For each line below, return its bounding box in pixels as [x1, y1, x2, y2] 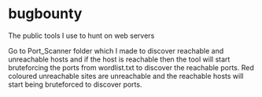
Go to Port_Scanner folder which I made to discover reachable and [8, 46, 224, 55]
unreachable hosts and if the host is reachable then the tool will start [8, 54, 231, 64]
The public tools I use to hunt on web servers [8, 31, 155, 40]
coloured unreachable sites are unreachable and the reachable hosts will [8, 71, 244, 80]
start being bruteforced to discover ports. [8, 80, 142, 89]
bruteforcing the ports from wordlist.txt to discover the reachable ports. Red [8, 62, 254, 72]
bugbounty [8, 5, 83, 23]
